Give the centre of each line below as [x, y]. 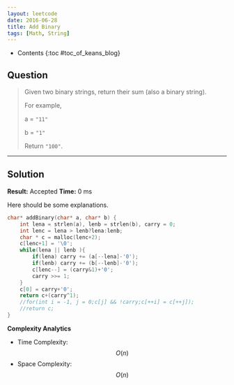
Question [28, 75]
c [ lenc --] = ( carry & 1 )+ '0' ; [73, 270]
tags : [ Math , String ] [39, 33]
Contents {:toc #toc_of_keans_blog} [69, 53]
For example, [43, 106]
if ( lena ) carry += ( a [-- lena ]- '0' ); [85, 257]
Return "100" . [44, 146]
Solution [26, 174]
